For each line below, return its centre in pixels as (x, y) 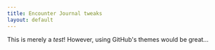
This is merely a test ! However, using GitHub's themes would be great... (108, 39)
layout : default (30, 20)
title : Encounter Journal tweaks (55, 13)
